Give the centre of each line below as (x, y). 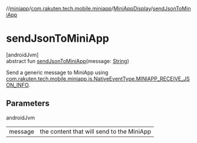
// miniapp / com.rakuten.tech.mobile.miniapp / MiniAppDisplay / (79, 9)
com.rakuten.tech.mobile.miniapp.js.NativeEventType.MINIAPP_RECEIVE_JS (98, 78)
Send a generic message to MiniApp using (57, 72)
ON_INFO (17, 85)
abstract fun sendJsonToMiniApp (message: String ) (68, 61)
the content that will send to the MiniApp (96, 131)
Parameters (28, 103)
